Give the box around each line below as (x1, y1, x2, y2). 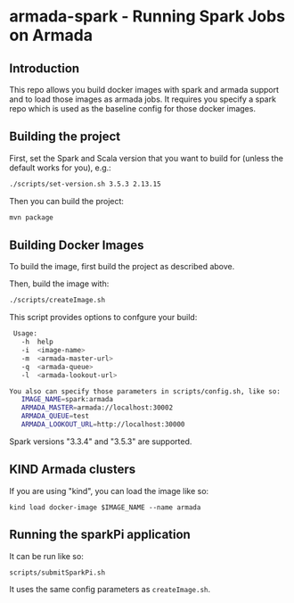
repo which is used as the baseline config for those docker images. (9, 103, 257, 113)
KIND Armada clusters (9, 462, 136, 477)
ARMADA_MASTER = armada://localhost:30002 (20, 403, 174, 412)
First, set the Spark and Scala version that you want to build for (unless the (9, 153, 283, 163)
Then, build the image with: (9, 278, 110, 289)
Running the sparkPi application (9, 527, 192, 542)
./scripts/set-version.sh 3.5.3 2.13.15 (9, 179, 162, 188)
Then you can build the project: (9, 195, 125, 206)
